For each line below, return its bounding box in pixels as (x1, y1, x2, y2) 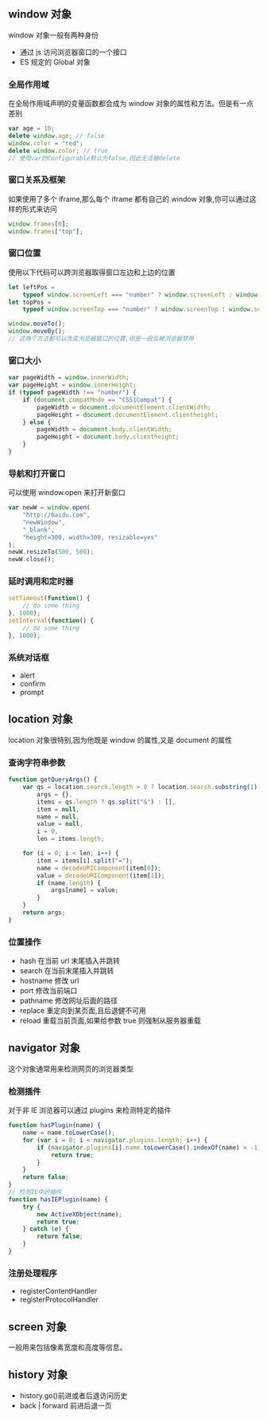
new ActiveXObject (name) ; (37, 1210, 123, 1218)
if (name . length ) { (37, 879, 102, 887)
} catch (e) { (22, 1225, 69, 1233)
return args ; (22, 909, 66, 917)
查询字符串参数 (8, 756, 66, 768)
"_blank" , (22, 525, 56, 534)
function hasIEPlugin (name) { (8, 1195, 109, 1204)
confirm (19, 679, 46, 689)
